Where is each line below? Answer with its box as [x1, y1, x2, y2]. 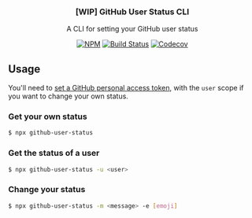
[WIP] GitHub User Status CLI [75, 6, 190, 17]
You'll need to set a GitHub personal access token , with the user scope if [8, 83, 244, 93]
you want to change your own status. [8, 91, 128, 101]
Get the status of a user [8, 148, 100, 159]
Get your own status [8, 111, 88, 122]
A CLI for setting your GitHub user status [66, 24, 198, 34]
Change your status [8, 184, 86, 195]
